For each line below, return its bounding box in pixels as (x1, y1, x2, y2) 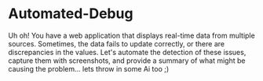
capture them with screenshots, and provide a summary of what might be (8, 56, 246, 65)
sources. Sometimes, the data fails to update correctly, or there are (8, 39, 225, 48)
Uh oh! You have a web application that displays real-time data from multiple (8, 31, 255, 40)
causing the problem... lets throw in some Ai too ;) (8, 64, 170, 73)
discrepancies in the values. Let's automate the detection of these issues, (8, 47, 247, 57)
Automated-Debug (8, 5, 133, 23)
